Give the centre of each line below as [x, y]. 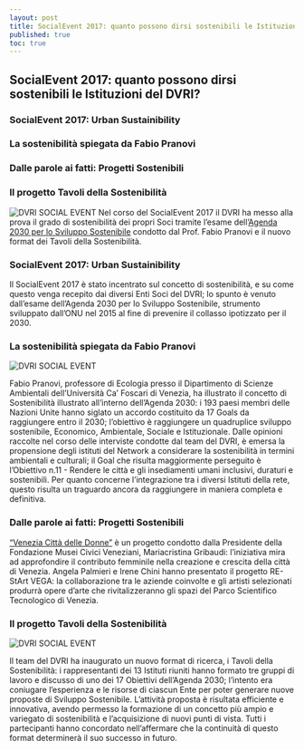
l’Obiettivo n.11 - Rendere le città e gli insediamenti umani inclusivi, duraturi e [152, 470]
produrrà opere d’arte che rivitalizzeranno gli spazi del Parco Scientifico [143, 591]
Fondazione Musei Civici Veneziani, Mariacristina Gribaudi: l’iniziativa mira [147, 552]
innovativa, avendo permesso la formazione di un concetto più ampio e [142, 708]
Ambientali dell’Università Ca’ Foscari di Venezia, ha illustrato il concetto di [148, 393]
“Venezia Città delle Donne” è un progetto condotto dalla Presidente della [146, 542]
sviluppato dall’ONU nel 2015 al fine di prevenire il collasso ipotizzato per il [148, 313]
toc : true [28, 43]
